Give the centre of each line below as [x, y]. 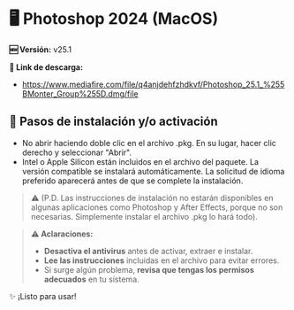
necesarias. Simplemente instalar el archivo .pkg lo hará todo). [144, 216]
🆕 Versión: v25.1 [41, 49]
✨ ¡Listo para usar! [43, 296]
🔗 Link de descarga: [46, 67]
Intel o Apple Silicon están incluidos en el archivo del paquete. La [140, 161]
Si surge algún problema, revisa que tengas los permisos [149, 269]
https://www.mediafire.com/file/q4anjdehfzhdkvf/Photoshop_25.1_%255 [153, 84]
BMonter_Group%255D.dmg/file [80, 93]
